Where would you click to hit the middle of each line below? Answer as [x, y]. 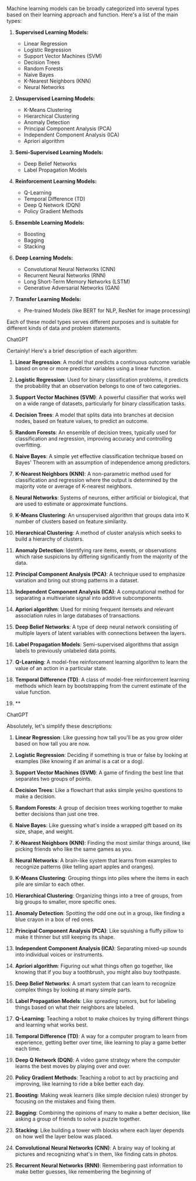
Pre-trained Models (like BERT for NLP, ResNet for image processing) [107, 310]
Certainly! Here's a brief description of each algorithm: [72, 351]
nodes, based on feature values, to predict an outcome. [82, 421]
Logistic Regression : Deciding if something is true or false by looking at [101, 755]
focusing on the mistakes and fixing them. [65, 1101]
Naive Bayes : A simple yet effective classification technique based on [99, 456]
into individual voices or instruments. [59, 955]
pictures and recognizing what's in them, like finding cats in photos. [96, 1154]
